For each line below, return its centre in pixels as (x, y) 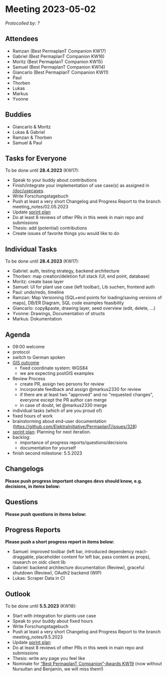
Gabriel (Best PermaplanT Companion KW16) (58, 56)
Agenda (18, 334)
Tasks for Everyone (36, 158)
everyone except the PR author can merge (63, 400)
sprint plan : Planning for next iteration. (52, 432)
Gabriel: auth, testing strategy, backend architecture (66, 271)
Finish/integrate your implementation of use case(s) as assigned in (81, 185)
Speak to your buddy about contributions (55, 180)
